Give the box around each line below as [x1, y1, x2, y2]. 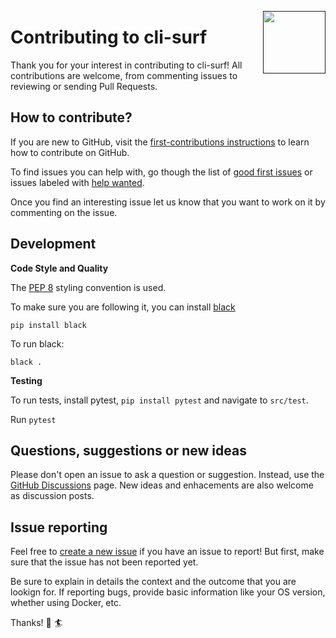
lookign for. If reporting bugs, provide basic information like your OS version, [10, 586, 326, 598]
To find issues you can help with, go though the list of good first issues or [10, 166, 313, 178]
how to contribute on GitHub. [10, 146, 130, 158]
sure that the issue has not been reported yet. [10, 556, 199, 568]
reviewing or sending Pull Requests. [10, 80, 158, 92]
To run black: [10, 337, 65, 350]
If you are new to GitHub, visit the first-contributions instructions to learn [10, 136, 310, 148]
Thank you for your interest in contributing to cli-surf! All [10, 59, 243, 71]
